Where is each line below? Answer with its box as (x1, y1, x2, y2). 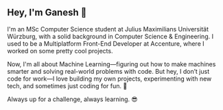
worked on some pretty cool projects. (7, 46, 113, 55)
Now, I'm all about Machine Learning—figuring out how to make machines (7, 59, 216, 68)
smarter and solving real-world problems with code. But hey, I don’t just (7, 67, 210, 75)
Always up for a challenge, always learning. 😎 (7, 95, 139, 103)
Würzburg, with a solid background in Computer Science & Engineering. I (7, 32, 214, 40)
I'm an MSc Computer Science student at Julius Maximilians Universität (7, 25, 209, 33)
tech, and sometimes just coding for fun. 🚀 (7, 81, 128, 90)
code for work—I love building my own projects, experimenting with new (7, 74, 212, 83)
